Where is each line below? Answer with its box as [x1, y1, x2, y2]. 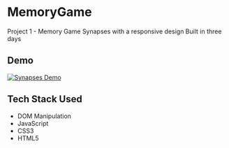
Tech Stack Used [7, 93, 82, 105]
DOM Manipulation [17, 112, 72, 120]
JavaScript [17, 119, 49, 127]
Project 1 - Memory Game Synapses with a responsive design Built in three [7, 27, 222, 35]
